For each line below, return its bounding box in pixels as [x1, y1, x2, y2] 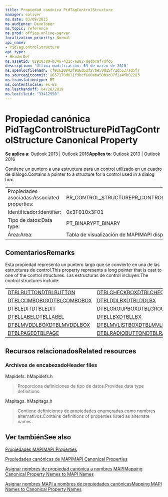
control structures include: [5, 278, 60, 284]
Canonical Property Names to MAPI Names [5, 471, 94, 477]
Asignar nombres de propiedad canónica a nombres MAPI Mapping [5, 465, 143, 472]
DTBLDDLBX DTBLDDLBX [96, 297, 156, 304]
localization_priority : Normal [5, 36, 70, 41]
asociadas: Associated [7, 194, 59, 201]
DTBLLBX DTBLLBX [96, 313, 141, 320]
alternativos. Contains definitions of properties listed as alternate [17, 413, 150, 419]
